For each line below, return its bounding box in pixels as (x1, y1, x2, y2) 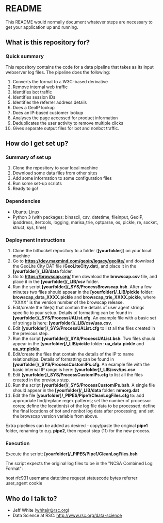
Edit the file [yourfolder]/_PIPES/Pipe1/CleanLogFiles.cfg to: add (12, 392, 145, 398)
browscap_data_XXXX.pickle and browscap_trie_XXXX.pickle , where (12, 294, 156, 300)
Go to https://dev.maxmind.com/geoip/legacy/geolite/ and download (12, 258, 155, 263)
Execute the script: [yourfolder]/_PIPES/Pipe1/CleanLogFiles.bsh (5, 451, 138, 457)
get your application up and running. (5, 24, 78, 30)
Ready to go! (12, 186, 38, 191)
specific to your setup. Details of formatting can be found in (12, 310, 132, 316)
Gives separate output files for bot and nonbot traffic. (12, 125, 119, 131)
